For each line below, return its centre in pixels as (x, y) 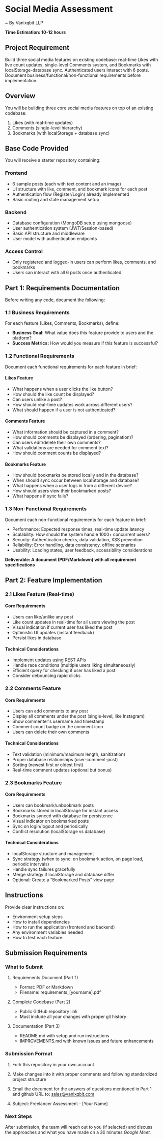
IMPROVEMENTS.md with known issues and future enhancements (86, 1041)
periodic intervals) (30, 864)
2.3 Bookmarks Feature (34, 782)
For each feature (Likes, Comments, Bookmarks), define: (62, 323)
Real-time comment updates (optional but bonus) (62, 770)
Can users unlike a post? (37, 399)
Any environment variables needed (48, 932)
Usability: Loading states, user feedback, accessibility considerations (82, 550)
